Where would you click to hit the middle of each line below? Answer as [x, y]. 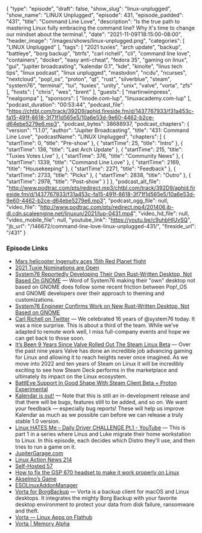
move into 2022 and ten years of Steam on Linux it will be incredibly [99, 364]
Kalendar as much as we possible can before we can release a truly [99, 415]
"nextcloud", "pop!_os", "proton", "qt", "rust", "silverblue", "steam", [89, 79]
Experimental [31, 389]
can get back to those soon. [50, 338]
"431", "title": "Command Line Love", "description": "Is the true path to [93, 21]
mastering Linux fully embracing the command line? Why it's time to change [100, 28]
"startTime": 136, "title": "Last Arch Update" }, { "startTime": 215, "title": [95, 149]
